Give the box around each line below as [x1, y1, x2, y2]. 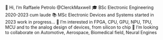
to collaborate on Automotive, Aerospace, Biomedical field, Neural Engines [5, 30, 157, 35]
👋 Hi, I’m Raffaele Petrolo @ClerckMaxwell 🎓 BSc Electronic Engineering [5, 4, 154, 10]
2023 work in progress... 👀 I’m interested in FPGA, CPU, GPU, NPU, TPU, [5, 19, 153, 25]
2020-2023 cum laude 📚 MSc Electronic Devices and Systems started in [5, 12, 154, 18]
